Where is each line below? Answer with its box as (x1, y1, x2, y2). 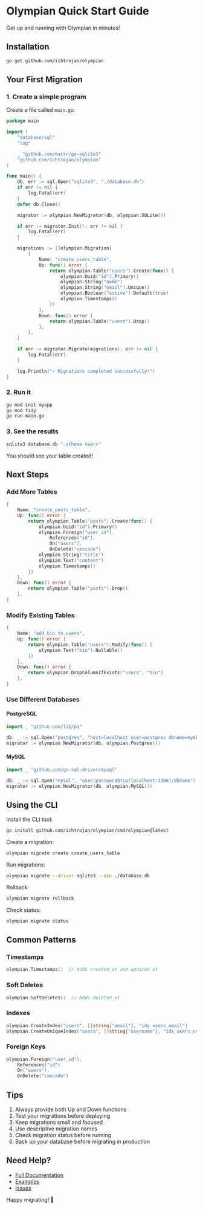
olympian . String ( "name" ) (60, 279, 123, 285)
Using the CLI (6, 799, 58, 810)
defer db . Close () (17, 201, 61, 207)
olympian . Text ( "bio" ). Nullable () (38, 647, 123, 653)
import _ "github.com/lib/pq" (6, 724, 83, 730)
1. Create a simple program (6, 92, 86, 101)
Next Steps (6, 469, 49, 480)
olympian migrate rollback (6, 895, 74, 901)
